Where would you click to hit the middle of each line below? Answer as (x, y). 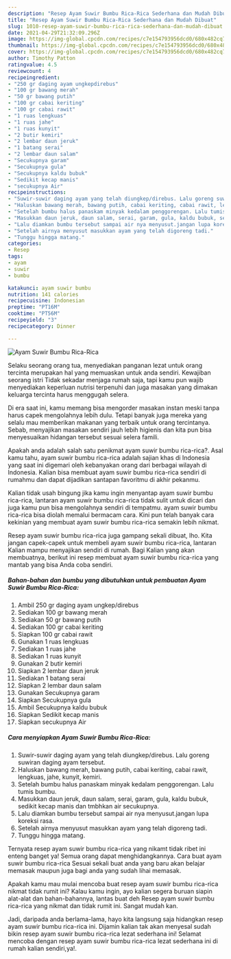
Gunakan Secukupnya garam (59, 692)
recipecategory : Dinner (42, 326)
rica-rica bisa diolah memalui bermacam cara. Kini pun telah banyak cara (111, 515)
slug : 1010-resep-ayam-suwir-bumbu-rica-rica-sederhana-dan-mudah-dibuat (115, 26)
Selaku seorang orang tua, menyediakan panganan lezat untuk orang (105, 365)
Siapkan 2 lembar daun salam (60, 685)
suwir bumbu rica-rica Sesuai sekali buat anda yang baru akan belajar (106, 863)
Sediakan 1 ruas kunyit (49, 656)
